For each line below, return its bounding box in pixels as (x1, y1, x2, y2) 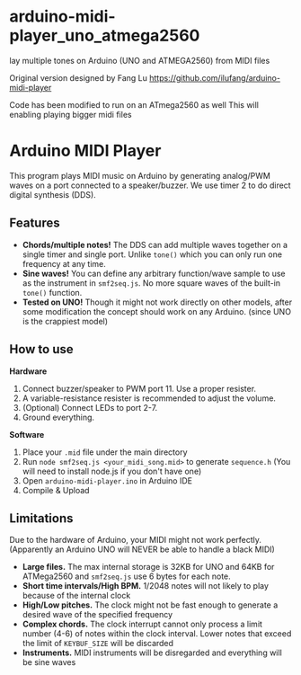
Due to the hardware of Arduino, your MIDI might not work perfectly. (9, 535, 262, 546)
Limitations (9, 511, 74, 526)
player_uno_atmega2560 (9, 25, 200, 46)
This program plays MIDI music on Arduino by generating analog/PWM (9, 170, 271, 181)
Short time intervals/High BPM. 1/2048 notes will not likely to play (22, 581, 270, 591)
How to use (9, 342, 74, 357)
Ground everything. (22, 412, 95, 422)
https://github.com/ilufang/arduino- (149, 72, 281, 83)
